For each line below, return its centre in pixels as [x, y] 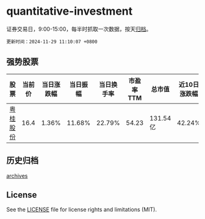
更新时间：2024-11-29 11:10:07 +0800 [52, 42]
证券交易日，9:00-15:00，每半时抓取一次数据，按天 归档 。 [79, 29]
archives [17, 176]
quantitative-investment [70, 11]
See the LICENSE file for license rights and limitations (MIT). [82, 210]
